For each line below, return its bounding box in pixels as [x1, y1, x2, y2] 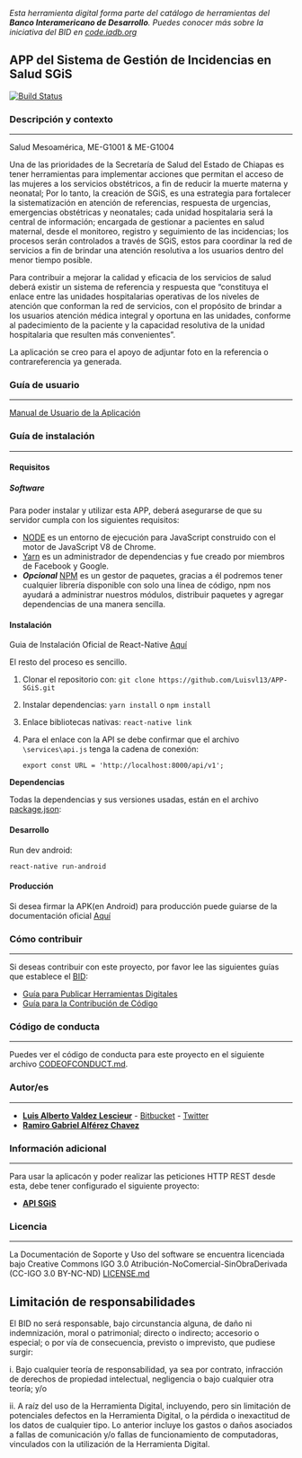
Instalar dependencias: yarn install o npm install [22, 700, 211, 711]
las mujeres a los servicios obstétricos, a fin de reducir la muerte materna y [9, 179, 289, 190]
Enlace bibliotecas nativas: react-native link [22, 717, 192, 728]
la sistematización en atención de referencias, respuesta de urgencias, [9, 198, 271, 208]
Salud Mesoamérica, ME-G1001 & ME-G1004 [9, 142, 175, 153]
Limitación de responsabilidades [9, 1294, 196, 1310]
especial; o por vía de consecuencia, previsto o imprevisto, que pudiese [9, 1338, 276, 1348]
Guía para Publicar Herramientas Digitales [22, 988, 178, 1000]
